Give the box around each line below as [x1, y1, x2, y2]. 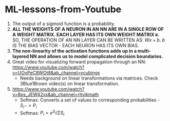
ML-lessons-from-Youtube [5, 4, 122, 15]
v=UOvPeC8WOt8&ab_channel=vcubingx [12, 69, 101, 75]
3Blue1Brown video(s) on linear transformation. [20, 80, 120, 87]
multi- [137, 48, 151, 54]
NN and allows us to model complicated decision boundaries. [29, 53, 163, 59]
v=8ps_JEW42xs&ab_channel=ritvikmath [12, 91, 99, 97]
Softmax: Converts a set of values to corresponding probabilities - [20, 96, 160, 103]
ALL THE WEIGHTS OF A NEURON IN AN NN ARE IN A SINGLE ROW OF [12, 26, 164, 32]
